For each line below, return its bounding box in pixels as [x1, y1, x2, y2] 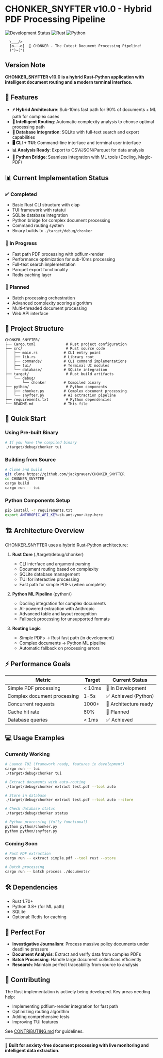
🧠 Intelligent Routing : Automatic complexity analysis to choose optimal [12, 118, 154, 125]
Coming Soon [5, 840, 38, 847]
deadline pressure [12, 946, 49, 952]
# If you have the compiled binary [5, 440, 77, 445]
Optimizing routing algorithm [12, 1008, 69, 1014]
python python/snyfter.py [5, 829, 57, 834]
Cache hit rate [7, 708, 40, 715]
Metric [35, 677, 51, 684]
